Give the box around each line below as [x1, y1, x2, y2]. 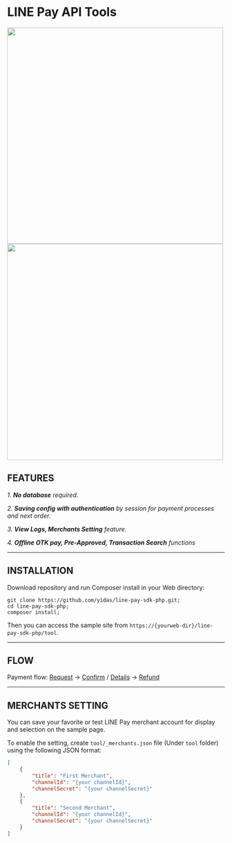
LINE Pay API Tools [7, 4, 117, 20]
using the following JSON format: [7, 746, 102, 754]
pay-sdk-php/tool [7, 629, 57, 637]
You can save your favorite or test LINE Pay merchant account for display [7, 718, 215, 727]
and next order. [7, 511, 51, 520]
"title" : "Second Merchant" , [32, 804, 116, 812]
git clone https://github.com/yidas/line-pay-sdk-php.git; [7, 597, 181, 604]
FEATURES [7, 472, 55, 484]
